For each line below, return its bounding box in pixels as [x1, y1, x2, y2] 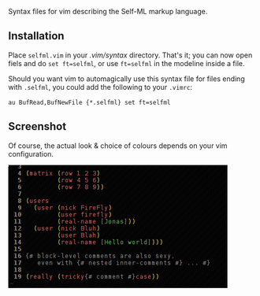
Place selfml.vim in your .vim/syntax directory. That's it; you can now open [8, 50, 253, 60]
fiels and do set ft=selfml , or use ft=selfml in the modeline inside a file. [8, 58, 245, 68]
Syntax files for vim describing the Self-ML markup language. [8, 7, 208, 16]
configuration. [8, 149, 54, 158]
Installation [8, 29, 65, 43]
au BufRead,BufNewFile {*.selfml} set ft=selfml [8, 98, 171, 106]
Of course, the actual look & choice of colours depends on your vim [8, 141, 228, 150]
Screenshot [8, 120, 67, 133]
